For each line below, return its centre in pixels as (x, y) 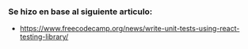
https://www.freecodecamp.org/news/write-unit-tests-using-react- (130, 29)
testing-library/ (44, 37)
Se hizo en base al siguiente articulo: (80, 12)
